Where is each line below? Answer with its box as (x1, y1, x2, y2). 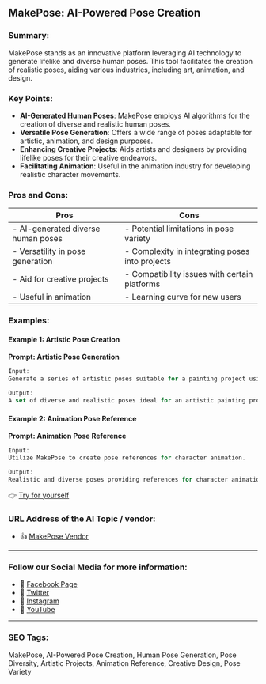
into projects (124, 256, 172, 267)
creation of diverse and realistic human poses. (19, 119, 172, 129)
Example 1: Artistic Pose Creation (8, 334, 120, 344)
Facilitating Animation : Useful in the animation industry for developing (19, 161, 251, 171)
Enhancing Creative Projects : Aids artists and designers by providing (19, 144, 247, 153)
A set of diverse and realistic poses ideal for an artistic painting (8, 397, 246, 405)
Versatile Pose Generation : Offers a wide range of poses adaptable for (19, 127, 253, 137)
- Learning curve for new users (124, 292, 241, 303)
